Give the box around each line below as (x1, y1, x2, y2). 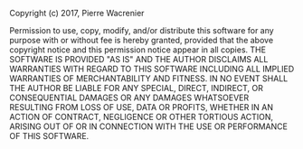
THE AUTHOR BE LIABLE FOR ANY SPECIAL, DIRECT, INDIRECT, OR (9, 83, 264, 93)
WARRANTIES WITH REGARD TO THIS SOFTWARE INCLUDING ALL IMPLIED (9, 63, 295, 74)
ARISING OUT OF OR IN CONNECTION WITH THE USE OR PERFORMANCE (9, 121, 288, 132)
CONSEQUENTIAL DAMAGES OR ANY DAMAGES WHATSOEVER (9, 92, 250, 103)
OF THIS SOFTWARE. (9, 131, 90, 141)
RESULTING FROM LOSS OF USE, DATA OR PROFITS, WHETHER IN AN (9, 102, 274, 112)
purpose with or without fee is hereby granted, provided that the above (9, 35, 274, 45)
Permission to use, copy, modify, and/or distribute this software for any (9, 25, 274, 35)
